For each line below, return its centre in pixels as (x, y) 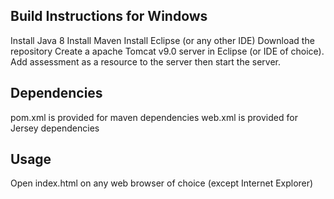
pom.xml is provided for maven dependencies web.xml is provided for (154, 117)
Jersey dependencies (55, 128)
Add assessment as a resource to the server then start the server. (145, 61)
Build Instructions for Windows (109, 16)
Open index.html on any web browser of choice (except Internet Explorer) (162, 183)
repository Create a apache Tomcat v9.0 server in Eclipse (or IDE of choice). (167, 51)
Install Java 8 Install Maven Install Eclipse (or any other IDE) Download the (162, 40)
